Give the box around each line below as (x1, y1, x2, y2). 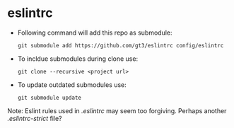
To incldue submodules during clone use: (17, 54, 139, 63)
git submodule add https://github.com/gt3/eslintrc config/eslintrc (17, 42, 224, 49)
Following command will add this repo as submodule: (17, 28, 172, 37)
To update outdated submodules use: (17, 80, 127, 89)
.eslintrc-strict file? (7, 114, 62, 122)
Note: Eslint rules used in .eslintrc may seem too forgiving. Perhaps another (7, 106, 227, 115)
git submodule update (17, 94, 81, 101)
